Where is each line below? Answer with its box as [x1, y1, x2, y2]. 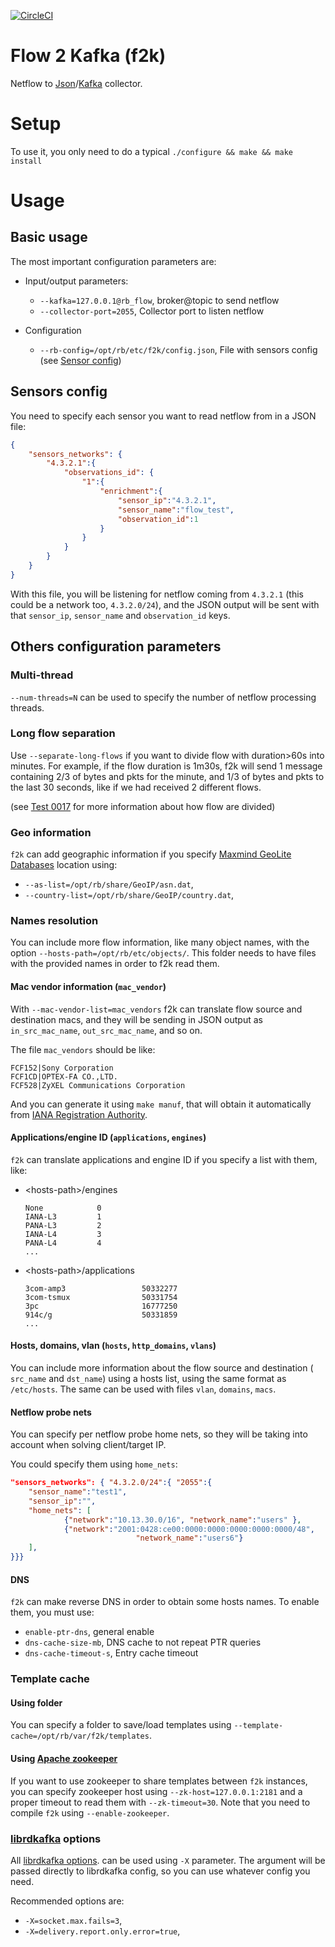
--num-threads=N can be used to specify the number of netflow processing [10, 691, 317, 703]
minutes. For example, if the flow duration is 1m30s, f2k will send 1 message [10, 760, 323, 772]
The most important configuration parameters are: [10, 255, 217, 267]
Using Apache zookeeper [10, 1753, 118, 1764]
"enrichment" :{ [99, 486, 163, 497]
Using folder [10, 1696, 63, 1709]
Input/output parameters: [24, 275, 129, 287]
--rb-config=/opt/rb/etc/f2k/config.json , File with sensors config [39, 343, 318, 355]
